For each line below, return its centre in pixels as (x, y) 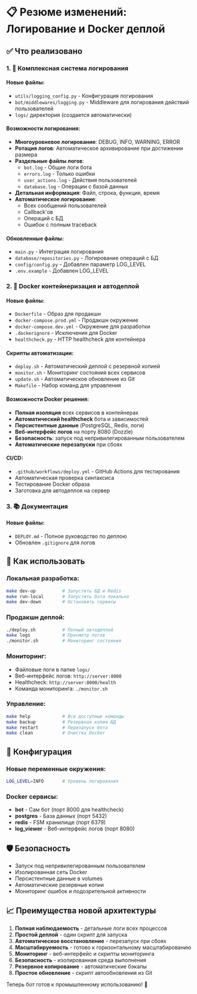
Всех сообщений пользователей (65, 206)
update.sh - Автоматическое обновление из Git (75, 379)
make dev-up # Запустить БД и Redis (64, 591)
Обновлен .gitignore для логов (55, 542)
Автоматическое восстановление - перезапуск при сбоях (90, 941)
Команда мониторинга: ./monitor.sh (61, 688)
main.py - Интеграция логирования (59, 252)
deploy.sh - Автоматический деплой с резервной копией (87, 366)
